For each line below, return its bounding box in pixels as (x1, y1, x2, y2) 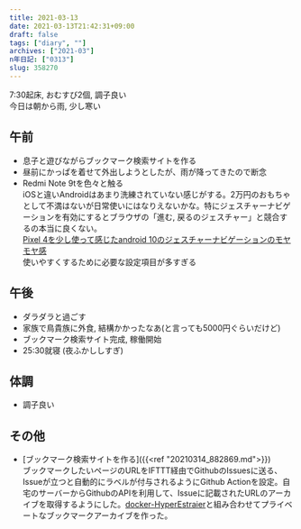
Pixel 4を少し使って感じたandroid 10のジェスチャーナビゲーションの (22, 233, 276, 244)
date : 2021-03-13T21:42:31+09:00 (9, 22, 135, 31)
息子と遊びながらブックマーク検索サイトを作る (22, 155, 196, 166)
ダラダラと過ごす (22, 311, 87, 322)
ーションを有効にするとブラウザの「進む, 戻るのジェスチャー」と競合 (22, 211, 280, 222)
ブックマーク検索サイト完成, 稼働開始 (22, 333, 162, 344)
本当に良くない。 (38, 223, 102, 233)
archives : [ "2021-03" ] (9, 47, 95, 56)
